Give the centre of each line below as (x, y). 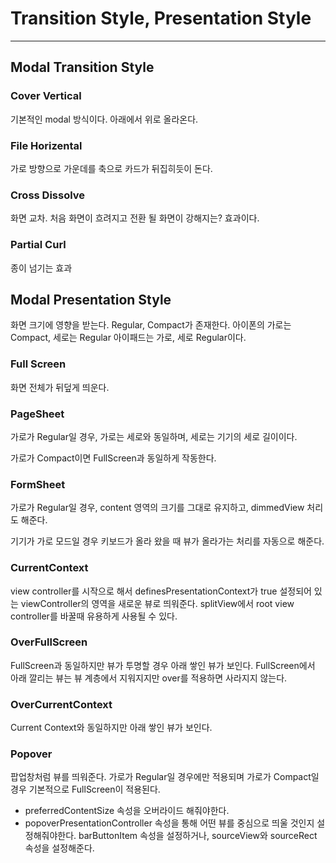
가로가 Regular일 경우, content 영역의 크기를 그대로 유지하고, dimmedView (157, 508)
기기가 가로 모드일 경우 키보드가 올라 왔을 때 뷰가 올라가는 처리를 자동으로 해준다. (167, 541)
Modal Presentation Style (91, 299)
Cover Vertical (46, 96)
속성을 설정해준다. (59, 848)
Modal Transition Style (82, 67)
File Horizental (46, 145)
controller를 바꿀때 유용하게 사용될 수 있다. (94, 616)
